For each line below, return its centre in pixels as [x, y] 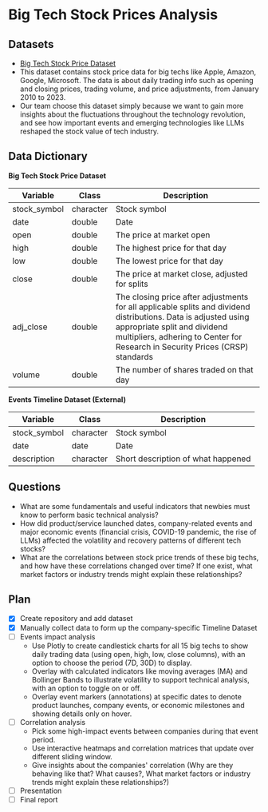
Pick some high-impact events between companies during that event [145, 731]
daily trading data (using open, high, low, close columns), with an [138, 654]
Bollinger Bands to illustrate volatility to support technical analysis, [140, 679]
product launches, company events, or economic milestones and [138, 705]
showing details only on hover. [82, 714]
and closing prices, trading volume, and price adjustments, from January [139, 89]
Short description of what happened [183, 459]
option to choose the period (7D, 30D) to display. [112, 663]
